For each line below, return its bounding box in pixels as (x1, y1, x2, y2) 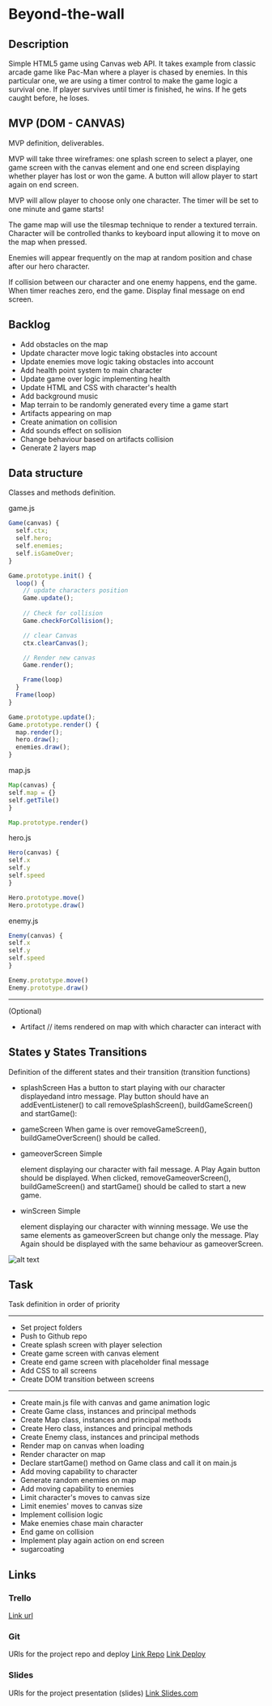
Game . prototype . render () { (8, 720, 100, 728)
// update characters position (23, 587, 129, 595)
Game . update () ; (23, 594, 74, 603)
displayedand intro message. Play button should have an (19, 1091, 209, 1101)
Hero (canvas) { (8, 849, 60, 857)
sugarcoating (19, 1545, 65, 1554)
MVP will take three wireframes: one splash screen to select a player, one (8, 153, 253, 163)
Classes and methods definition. (8, 488, 116, 497)
